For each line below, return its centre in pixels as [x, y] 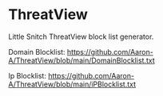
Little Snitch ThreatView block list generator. [81, 36]
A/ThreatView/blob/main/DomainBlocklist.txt [81, 60]
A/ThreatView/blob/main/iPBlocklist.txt [72, 84]
